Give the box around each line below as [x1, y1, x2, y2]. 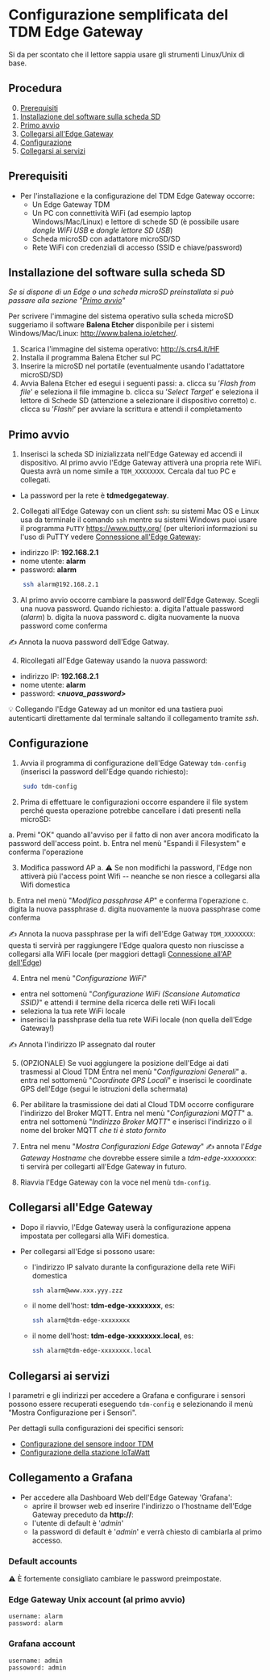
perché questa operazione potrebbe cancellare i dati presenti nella [19, 806, 242, 815]
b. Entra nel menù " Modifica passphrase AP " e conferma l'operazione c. [8, 895, 248, 905]
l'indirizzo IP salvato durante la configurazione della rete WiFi [31, 1262, 235, 1272]
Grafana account [8, 1638, 76, 1649]
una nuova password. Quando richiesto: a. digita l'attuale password [19, 604, 244, 613]
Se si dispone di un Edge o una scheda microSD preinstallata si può [8, 287, 234, 297]
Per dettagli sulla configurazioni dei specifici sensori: [8, 1424, 184, 1433]
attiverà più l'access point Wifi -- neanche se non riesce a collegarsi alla [19, 871, 260, 881]
